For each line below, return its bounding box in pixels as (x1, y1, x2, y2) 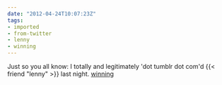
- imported (7, 23, 40, 30)
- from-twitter (7, 30, 52, 37)
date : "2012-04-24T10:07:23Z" (7, 10, 97, 18)
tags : (7, 17, 23, 24)
